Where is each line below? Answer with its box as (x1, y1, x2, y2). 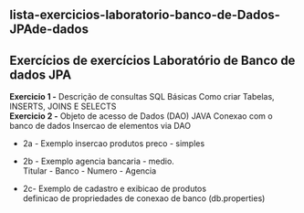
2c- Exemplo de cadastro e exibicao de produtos (22, 183, 207, 195)
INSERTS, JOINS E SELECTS (9, 101, 117, 112)
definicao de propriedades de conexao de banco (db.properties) (22, 193, 266, 204)
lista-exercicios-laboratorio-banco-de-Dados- (9, 7, 281, 23)
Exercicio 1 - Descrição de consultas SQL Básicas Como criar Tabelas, (9, 91, 276, 102)
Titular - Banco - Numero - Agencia (22, 165, 157, 176)
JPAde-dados (9, 22, 89, 37)
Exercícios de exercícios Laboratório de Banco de (9, 52, 296, 68)
